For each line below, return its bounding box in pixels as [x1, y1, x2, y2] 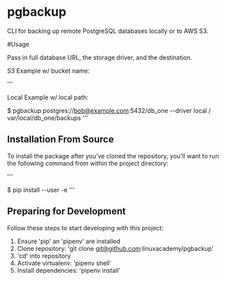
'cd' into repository [16, 252, 71, 260]
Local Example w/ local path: [7, 93, 89, 101]
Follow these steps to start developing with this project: [7, 223, 163, 232]
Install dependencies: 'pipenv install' [16, 266, 121, 274]
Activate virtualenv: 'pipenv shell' [16, 258, 112, 267]
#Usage [7, 40, 30, 48]
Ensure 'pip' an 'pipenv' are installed [16, 237, 121, 245]
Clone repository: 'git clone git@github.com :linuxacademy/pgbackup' [16, 244, 214, 252]
